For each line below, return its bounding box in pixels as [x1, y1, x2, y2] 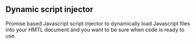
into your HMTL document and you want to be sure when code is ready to [5, 26, 185, 33]
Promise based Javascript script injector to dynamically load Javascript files [5, 20, 191, 27]
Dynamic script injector [5, 5, 94, 14]
